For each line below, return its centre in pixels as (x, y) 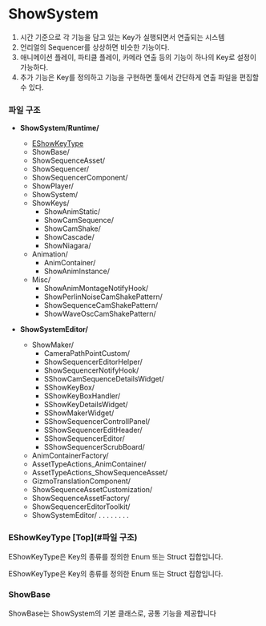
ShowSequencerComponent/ (80, 178)
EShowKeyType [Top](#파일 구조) (73, 538)
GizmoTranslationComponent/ (81, 481)
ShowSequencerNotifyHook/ (91, 370)
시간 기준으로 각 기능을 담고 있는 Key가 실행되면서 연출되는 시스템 (122, 37)
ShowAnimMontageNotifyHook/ (96, 289)
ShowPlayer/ (53, 186)
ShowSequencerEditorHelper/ (93, 362)
